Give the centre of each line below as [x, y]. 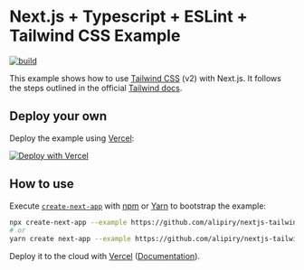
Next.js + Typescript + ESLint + [128, 17]
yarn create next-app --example [70, 239]
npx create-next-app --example [68, 222]
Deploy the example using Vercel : [72, 138]
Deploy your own [58, 116]
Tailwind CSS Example [95, 36]
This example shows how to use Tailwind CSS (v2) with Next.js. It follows [146, 78]
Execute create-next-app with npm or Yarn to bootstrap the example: [138, 206]
